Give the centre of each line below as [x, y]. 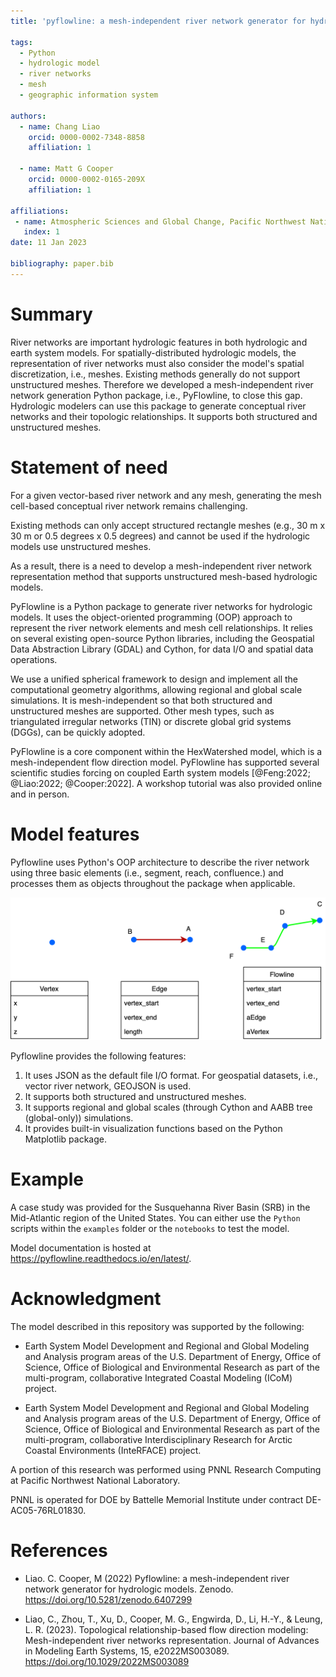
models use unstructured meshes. [81, 546]
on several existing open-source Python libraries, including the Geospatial [162, 638]
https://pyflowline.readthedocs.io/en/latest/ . [101, 1258]
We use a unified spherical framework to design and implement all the [154, 679]
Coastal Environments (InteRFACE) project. [113, 1450]
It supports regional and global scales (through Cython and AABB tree [168, 1107]
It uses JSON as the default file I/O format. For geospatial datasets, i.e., [171, 1075]
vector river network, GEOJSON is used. [108, 1086]
